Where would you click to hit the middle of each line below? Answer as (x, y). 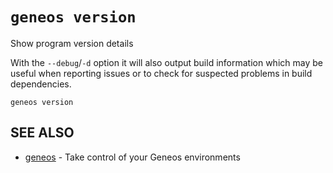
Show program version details (72, 43)
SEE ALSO (42, 133)
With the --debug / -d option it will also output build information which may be (166, 62)
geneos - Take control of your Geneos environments (132, 157)
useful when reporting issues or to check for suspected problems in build (161, 73)
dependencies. (41, 84)
